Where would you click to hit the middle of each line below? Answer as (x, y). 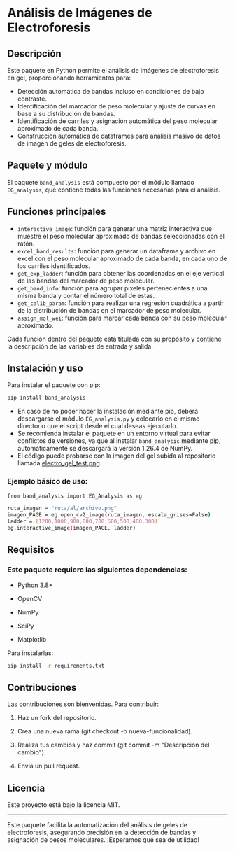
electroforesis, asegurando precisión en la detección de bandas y (102, 832)
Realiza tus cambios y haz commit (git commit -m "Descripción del (113, 745)
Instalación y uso (45, 368)
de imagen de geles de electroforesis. (72, 143)
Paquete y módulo (48, 166)
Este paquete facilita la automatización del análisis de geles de (97, 825)
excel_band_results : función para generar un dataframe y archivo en (116, 251)
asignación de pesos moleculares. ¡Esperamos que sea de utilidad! (104, 840)
